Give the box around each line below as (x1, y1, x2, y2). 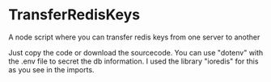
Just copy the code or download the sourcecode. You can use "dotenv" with (8, 47, 264, 57)
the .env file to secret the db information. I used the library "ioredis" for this (8, 56, 259, 66)
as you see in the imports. (8, 64, 95, 74)
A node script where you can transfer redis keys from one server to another (8, 32, 260, 42)
